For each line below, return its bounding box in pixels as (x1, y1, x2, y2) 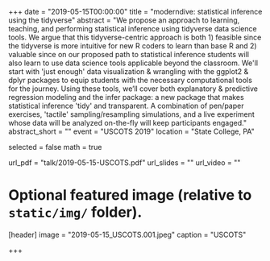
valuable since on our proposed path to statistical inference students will (8, 50, 250, 59)
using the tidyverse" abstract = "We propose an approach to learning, (8, 15, 240, 25)
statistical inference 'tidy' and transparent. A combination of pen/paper (8, 101, 244, 110)
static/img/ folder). (8, 203, 143, 222)
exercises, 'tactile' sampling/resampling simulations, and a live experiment (8, 110, 255, 119)
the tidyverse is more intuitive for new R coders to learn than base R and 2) (8, 41, 257, 51)
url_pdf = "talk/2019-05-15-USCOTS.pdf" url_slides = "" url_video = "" (8, 158, 241, 168)
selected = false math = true (8, 143, 102, 151)
